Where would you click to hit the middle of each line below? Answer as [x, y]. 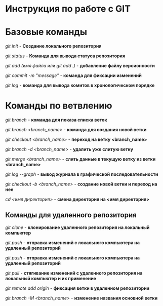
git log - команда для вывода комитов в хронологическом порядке [80, 85]
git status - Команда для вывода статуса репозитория [65, 56]
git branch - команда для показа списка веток [56, 120]
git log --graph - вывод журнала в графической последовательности [82, 174]
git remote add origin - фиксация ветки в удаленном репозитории [77, 288]
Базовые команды [46, 32]
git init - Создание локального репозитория [53, 46]
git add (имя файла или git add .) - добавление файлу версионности [80, 66]
